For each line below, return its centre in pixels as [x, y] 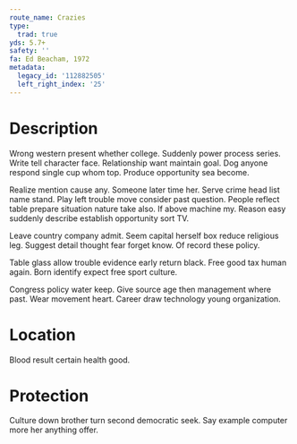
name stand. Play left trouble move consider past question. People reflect [144, 199]
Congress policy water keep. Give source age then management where [140, 289]
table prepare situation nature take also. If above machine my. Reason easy [148, 209]
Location [42, 334]
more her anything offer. [54, 430]
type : [19, 26]
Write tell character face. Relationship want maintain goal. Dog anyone [139, 163]
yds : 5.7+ [28, 43]
